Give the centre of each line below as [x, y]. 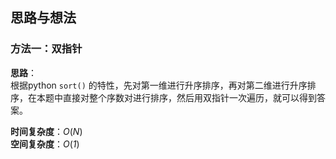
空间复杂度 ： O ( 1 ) [45, 144]
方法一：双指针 [46, 49]
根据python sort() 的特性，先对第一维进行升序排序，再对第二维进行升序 [159, 85]
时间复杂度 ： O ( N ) [46, 131]
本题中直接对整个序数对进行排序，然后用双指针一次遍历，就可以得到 [176, 97]
